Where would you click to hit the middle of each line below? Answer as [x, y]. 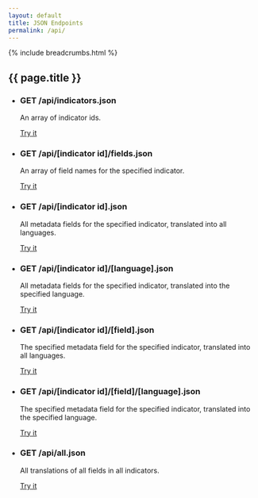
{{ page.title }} [45, 77]
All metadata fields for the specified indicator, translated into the [125, 285]
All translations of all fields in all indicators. [90, 470]
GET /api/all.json [52, 453]
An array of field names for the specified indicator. [102, 170]
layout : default [35, 15]
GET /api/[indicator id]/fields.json [86, 153]
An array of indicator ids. [60, 118]
